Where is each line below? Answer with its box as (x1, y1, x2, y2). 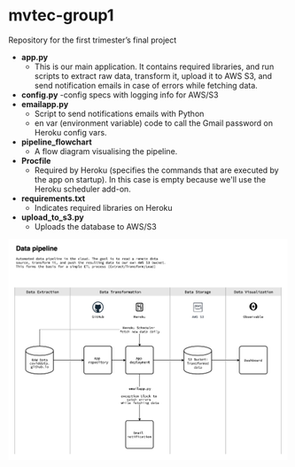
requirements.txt (20, 192, 86, 204)
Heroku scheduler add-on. (34, 183, 132, 194)
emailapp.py (20, 98, 69, 109)
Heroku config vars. (34, 127, 107, 137)
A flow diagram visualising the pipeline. (34, 145, 178, 156)
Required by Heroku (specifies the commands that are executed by (34, 165, 280, 175)
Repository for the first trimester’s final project (8, 35, 177, 45)
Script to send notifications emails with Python (34, 108, 205, 119)
